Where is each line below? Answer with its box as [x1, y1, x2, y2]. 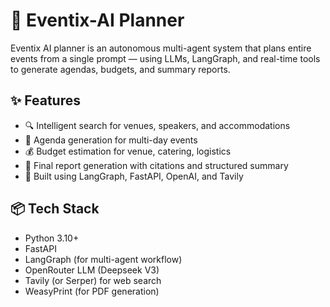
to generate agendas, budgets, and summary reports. [10, 63, 231, 75]
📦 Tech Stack [10, 200, 100, 218]
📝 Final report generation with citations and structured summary [24, 159, 289, 171]
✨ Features [10, 92, 81, 109]
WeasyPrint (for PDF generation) [24, 285, 160, 297]
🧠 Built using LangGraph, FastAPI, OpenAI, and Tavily [24, 170, 244, 182]
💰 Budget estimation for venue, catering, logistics [24, 145, 232, 157]
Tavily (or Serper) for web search [24, 274, 162, 286]
